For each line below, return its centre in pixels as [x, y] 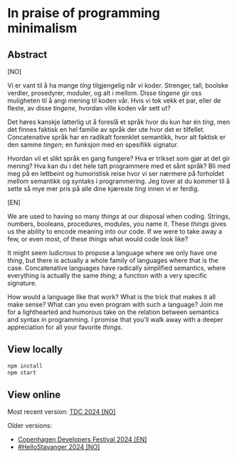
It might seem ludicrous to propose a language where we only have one [112, 253]
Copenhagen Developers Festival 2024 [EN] [82, 439]
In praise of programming [84, 13]
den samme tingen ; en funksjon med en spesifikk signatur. [93, 145]
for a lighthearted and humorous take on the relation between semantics [113, 312]
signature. [22, 283]
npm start [22, 373]
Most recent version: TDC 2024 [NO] [62, 412]
